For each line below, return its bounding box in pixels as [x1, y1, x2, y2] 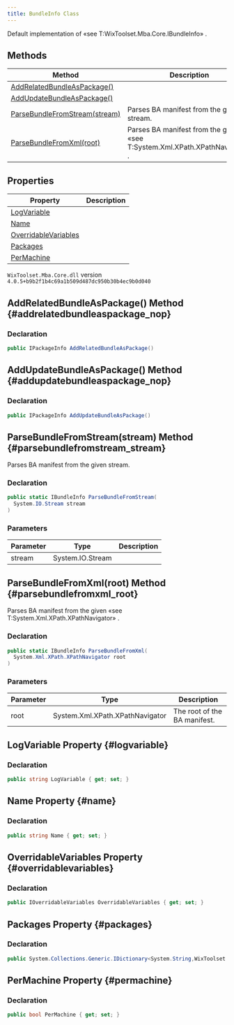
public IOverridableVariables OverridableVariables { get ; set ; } [7, 899, 204, 906]
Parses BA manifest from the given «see [7, 606, 123, 615]
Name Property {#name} [7, 795, 116, 807]
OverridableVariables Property [7, 851, 143, 863]
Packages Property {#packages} [7, 918, 153, 930]
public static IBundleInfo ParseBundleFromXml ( [7, 647, 148, 654]
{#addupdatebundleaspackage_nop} [7, 375, 172, 387]
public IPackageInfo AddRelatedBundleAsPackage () [7, 344, 155, 351]
